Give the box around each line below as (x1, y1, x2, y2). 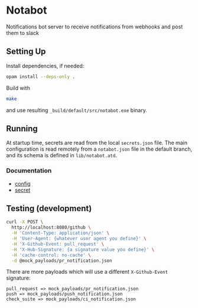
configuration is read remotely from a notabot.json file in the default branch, (6, 145, 193, 153)
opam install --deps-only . (6, 73, 76, 80)
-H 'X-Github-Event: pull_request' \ (11, 241, 105, 247)
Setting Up (6, 47, 46, 57)
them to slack (6, 29, 40, 36)
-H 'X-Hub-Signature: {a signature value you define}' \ (11, 247, 155, 252)
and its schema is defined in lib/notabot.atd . (6, 152, 117, 159)
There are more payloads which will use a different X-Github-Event (6, 268, 168, 275)
